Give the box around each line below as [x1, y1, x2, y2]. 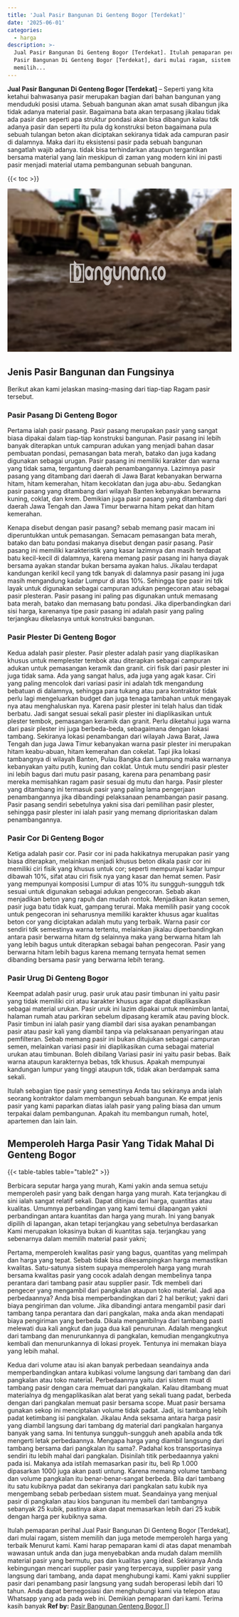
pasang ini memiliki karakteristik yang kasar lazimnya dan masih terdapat [7, 546, 221, 555]
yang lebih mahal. [7, 1347, 59, 1355]
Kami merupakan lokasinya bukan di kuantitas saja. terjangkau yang [7, 1227, 206, 1235]
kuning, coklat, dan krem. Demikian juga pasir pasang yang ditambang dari [7, 494, 227, 503]
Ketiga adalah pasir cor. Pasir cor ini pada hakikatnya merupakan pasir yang [7, 849, 230, 857]
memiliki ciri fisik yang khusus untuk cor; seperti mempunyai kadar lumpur [7, 864, 225, 873]
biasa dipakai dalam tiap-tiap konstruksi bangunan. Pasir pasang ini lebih [7, 434, 221, 442]
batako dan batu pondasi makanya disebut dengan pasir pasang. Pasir [7, 539, 214, 547]
